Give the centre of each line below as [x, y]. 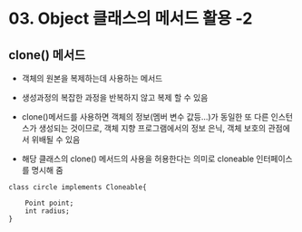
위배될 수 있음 [56, 140]
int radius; [47, 211]
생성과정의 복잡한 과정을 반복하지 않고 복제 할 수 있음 [115, 97]
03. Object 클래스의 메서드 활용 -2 [131, 19]
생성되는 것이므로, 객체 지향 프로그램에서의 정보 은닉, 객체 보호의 [152, 128]
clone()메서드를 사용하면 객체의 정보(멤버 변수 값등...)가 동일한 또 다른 [145, 117]
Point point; [49, 203]
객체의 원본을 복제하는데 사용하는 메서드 [92, 78]
